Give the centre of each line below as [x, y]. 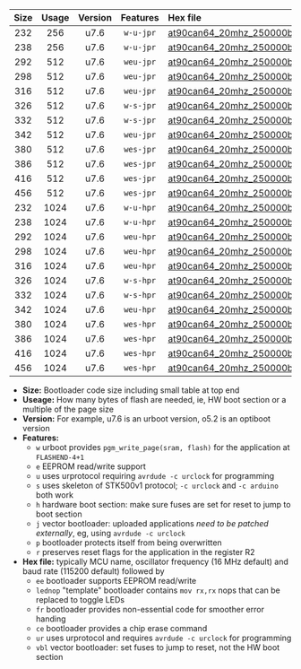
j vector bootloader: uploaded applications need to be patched [152, 523]
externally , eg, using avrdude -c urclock [111, 533]
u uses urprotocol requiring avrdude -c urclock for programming [155, 476]
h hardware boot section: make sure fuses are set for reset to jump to [163, 504]
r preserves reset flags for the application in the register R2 [145, 552]
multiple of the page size [68, 409]
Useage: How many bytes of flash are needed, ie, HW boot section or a [154, 400]
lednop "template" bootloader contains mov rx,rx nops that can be [158, 590]
